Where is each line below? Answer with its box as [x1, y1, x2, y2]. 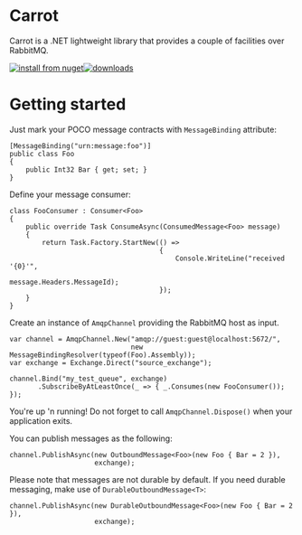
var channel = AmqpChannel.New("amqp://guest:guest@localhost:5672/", [9, 334, 281, 343]
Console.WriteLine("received [175, 254, 285, 263]
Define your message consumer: [9, 189, 131, 200]
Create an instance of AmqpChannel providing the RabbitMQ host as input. [9, 317, 279, 328]
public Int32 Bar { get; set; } [25, 164, 147, 174]
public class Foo [9, 149, 75, 158]
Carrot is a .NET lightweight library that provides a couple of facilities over [9, 35, 285, 46]
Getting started [9, 94, 127, 115]
